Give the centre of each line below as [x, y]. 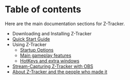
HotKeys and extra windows [50, 61]
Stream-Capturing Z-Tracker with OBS [53, 66]
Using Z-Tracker [29, 44]
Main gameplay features [45, 55]
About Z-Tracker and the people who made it [60, 72]
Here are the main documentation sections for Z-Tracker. [65, 24]
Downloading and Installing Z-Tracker [52, 33]
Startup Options [37, 50]
